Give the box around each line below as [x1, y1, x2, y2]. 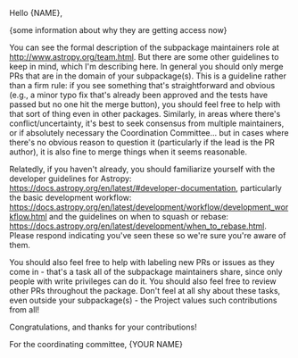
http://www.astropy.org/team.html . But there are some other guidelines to [9, 52, 279, 62]
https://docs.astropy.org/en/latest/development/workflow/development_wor [9, 202, 289, 212]
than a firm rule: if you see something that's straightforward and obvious [9, 80, 276, 90]
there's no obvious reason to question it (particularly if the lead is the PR [9, 137, 275, 147]
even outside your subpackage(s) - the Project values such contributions [9, 295, 277, 305]
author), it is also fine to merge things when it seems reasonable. [9, 146, 248, 157]
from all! [9, 304, 40, 315]
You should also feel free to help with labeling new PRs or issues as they [9, 257, 275, 267]
